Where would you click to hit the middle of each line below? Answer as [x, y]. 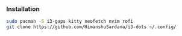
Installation [23, 9]
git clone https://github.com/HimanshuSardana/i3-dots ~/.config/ [91, 27]
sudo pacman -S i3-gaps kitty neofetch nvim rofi [70, 22]
